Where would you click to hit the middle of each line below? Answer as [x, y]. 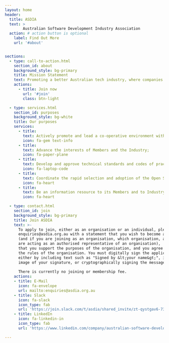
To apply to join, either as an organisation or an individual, [87, 230]
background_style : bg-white [43, 117]
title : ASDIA [23, 19]
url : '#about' [29, 43]
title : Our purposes [35, 122]
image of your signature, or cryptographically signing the [82, 262]
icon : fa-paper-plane [46, 155]
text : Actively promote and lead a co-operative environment [89, 136]
